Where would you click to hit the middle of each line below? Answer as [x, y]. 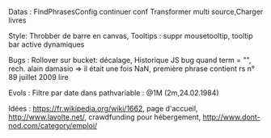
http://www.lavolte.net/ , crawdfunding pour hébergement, [105, 117]
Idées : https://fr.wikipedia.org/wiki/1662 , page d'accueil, [103, 109]
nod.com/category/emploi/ [53, 125]
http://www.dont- [231, 117]
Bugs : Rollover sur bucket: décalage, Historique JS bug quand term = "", [130, 60]
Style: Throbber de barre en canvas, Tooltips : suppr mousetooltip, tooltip [131, 36]
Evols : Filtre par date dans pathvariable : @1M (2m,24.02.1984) [114, 93]
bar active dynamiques [47, 44]
